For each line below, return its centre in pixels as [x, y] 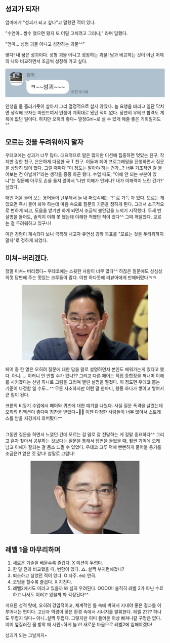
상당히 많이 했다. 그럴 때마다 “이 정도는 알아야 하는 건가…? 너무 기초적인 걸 [83, 168]
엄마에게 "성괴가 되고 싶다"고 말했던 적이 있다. [51, 22]
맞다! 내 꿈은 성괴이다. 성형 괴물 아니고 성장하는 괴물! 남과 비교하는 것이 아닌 [80, 54]
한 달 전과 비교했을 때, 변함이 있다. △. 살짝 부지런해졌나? [69, 569]
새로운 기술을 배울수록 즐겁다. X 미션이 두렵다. [58, 563]
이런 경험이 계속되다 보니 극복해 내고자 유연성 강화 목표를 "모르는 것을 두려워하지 [84, 234]
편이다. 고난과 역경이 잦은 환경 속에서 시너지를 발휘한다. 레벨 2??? [87, 611]
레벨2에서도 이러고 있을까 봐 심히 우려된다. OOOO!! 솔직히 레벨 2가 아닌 [83, 588]
